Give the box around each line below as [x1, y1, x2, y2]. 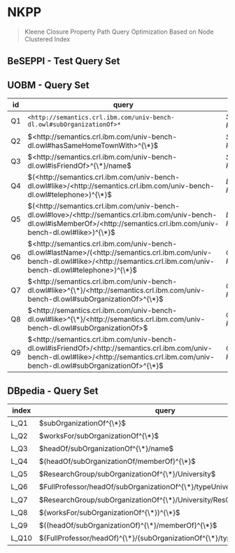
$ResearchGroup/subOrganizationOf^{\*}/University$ [38, 469, 216, 479]
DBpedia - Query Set [7, 385, 99, 397]
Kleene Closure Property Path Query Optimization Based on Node [24, 27, 214, 36]
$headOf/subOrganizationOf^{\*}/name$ [38, 444, 174, 453]
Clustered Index [24, 34, 71, 43]
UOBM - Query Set [7, 79, 90, 91]
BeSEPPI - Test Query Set [7, 55, 120, 67]
